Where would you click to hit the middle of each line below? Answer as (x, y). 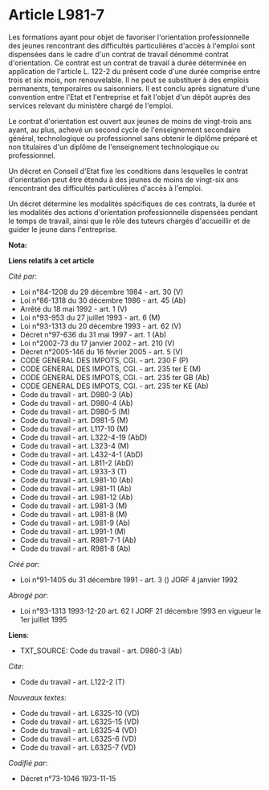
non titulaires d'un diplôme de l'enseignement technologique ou (114, 147)
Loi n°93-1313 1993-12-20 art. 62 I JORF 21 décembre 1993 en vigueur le (141, 610)
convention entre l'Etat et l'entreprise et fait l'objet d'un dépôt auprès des (130, 97)
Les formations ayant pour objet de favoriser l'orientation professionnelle (129, 37)
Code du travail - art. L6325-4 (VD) (78, 730)
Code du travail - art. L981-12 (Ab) (77, 497)
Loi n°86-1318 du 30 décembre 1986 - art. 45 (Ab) (103, 300)
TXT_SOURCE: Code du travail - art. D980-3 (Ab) (101, 651)
